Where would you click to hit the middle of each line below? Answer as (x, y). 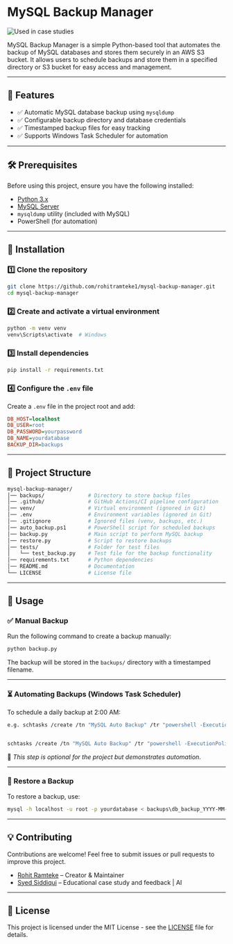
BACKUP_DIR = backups (35, 445)
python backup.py (32, 649)
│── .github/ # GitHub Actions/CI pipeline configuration (113, 502)
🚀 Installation (36, 249)
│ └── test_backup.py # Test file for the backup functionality (110, 553)
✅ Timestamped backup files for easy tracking (84, 128)
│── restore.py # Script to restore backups (89, 540)
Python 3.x (33, 199)
